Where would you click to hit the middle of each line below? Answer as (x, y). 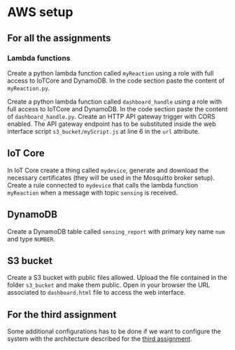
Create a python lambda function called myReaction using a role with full (111, 73)
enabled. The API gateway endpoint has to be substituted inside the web (112, 124)
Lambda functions (39, 58)
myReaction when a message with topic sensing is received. (93, 192)
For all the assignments (59, 38)
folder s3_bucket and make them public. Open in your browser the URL (109, 285)
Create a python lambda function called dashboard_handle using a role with (115, 101)
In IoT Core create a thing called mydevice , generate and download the (108, 170)
